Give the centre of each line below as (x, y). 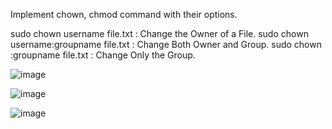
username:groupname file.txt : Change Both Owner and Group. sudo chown (166, 44)
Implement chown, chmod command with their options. (124, 14)
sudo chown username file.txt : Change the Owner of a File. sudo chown (159, 33)
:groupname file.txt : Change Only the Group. (103, 55)
